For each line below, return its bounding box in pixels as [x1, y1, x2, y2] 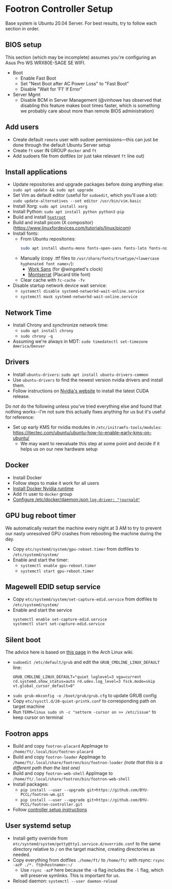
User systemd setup [5, 821, 71, 830]
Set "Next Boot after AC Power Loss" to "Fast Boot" [20, 80, 129, 86]
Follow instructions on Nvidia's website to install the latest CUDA [12, 388, 149, 394]
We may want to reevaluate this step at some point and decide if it [20, 440, 160, 446]
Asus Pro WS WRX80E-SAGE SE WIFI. [5, 60, 86, 66]
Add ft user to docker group [12, 491, 73, 497]
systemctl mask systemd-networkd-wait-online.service [20, 294, 138, 300]
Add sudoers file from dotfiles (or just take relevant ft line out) [12, 153, 145, 159]
